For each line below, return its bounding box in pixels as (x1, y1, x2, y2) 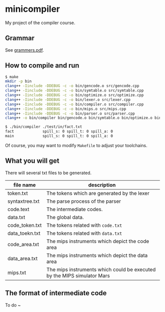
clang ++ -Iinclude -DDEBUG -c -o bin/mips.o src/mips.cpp (5, 106, 126, 111)
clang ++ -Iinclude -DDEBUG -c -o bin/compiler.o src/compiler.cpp (5, 102, 144, 107)
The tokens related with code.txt (46, 221, 122, 228)
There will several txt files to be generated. (5, 170, 92, 176)
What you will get (5, 156, 60, 165)
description (88, 181, 116, 188)
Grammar (5, 34, 35, 42)
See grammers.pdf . (5, 47, 44, 53)
